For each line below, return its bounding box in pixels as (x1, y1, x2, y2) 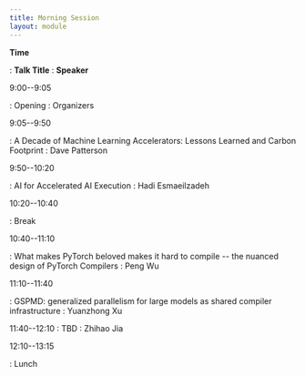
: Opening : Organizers (9, 99, 95, 110)
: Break (9, 215, 36, 226)
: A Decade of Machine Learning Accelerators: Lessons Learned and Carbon (9, 135, 297, 146)
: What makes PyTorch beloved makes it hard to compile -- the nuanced (9, 250, 280, 261)
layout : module (9, 22, 67, 31)
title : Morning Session (9, 13, 100, 23)
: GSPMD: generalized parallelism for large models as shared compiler (9, 295, 272, 306)
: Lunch (9, 358, 38, 369)
